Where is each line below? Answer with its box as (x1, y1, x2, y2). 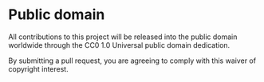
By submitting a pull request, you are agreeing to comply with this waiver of (8, 56, 257, 65)
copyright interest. (8, 64, 69, 73)
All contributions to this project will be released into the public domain (8, 32, 238, 41)
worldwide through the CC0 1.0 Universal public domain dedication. (8, 40, 231, 49)
